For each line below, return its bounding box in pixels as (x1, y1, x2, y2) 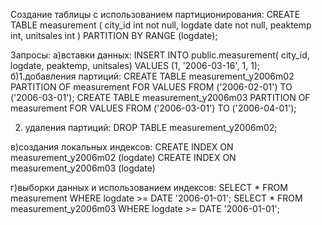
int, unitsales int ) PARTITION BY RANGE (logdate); (10, 30, 218, 41)
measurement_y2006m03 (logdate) (10, 162, 156, 174)
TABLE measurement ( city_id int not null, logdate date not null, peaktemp (10, 19, 312, 31)
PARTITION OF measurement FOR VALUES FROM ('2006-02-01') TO (10, 81, 293, 93)
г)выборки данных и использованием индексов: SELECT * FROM (10, 182, 288, 193)
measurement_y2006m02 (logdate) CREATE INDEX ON (10, 152, 237, 163)
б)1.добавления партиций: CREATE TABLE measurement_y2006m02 (10, 70, 295, 82)
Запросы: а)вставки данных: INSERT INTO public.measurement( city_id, (10, 49, 310, 61)
